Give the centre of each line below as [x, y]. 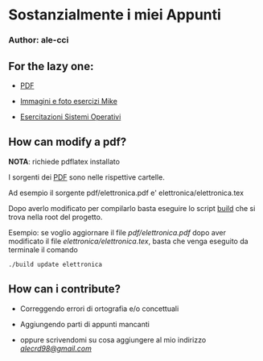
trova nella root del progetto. [55, 217]
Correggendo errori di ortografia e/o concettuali [99, 309]
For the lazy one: [51, 66]
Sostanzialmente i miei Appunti [115, 15]
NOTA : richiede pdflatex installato [64, 161]
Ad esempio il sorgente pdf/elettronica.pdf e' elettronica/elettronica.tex [126, 193]
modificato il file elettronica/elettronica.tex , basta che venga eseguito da [128, 241]
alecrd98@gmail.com [56, 348]
